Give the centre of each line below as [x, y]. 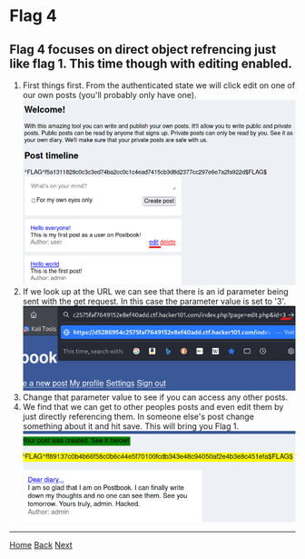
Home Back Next [41, 545]
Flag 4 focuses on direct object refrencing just [143, 50]
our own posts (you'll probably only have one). [109, 95]
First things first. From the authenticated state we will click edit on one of [159, 85]
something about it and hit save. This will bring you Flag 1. [130, 426]
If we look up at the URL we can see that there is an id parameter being [155, 291]
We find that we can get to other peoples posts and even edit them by [153, 407]
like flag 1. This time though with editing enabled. [151, 63]
